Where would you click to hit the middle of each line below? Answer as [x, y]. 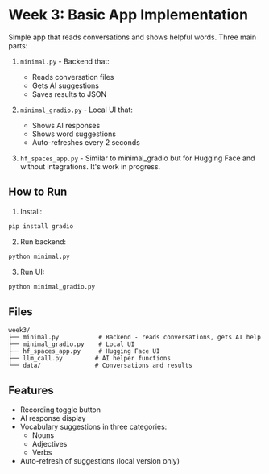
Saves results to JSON [69, 94]
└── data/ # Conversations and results [101, 366]
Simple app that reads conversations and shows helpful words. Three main [132, 37]
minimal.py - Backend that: [65, 61]
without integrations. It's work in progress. [90, 166]
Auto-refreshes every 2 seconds [86, 142]
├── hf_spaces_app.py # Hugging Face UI [84, 351]
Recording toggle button [60, 410]
